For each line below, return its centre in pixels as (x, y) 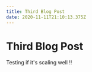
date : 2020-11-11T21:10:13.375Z (46, 17)
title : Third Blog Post (36, 12)
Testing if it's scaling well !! (39, 63)
